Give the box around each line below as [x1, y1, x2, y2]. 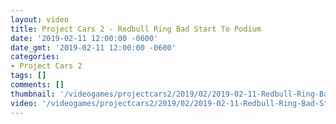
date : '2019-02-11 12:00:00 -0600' [10, 33, 159, 43]
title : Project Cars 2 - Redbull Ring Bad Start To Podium [10, 24, 262, 34]
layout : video [10, 14, 70, 25]
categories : [10, 52, 60, 62]
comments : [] [10, 80, 65, 90]
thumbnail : [10, 89, 56, 99]
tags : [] [10, 71, 47, 81]
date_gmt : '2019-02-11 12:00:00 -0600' [10, 42, 177, 53]
